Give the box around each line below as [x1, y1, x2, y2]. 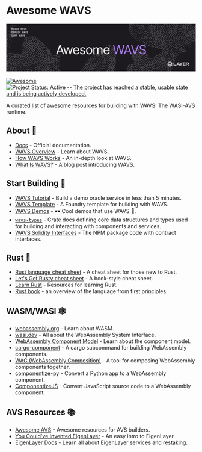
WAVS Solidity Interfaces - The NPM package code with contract [14, 229, 176, 236]
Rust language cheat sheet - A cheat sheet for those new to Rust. [14, 268, 177, 276]
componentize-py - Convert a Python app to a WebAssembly [14, 370, 167, 377]
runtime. [6, 108, 27, 115]
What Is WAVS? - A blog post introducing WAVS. [14, 161, 135, 168]
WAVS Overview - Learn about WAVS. [14, 148, 109, 155]
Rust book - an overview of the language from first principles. [14, 288, 168, 295]
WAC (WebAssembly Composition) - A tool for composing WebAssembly [14, 357, 195, 364]
